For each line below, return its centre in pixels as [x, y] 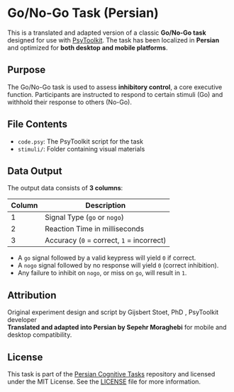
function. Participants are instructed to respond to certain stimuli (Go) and [115, 94]
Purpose [27, 70]
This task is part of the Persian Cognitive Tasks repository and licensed [111, 374]
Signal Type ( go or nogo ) [84, 217]
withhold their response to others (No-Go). [70, 102]
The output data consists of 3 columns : [65, 188]
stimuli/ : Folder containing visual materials [81, 149]
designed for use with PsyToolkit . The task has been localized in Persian [113, 40]
